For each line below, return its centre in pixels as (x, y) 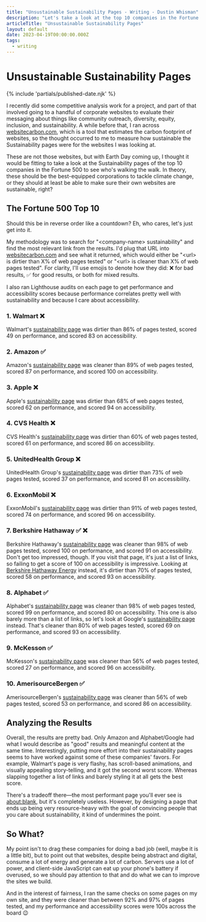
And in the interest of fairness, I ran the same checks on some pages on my (102, 893)
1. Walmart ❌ (25, 316)
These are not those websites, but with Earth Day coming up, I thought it (97, 157)
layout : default (27, 29)
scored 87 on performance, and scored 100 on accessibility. (82, 371)
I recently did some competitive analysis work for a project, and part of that (101, 106)
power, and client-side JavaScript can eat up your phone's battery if (93, 869)
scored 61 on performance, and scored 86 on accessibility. (81, 443)
